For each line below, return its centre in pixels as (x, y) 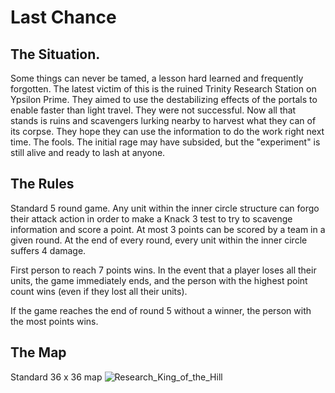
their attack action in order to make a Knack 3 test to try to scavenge (151, 218)
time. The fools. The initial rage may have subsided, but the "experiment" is (165, 142)
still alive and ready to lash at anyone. (88, 152)
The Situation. (55, 54)
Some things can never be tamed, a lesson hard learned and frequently (157, 78)
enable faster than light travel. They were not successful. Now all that (153, 110)
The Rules (42, 184)
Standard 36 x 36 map (56, 377)
